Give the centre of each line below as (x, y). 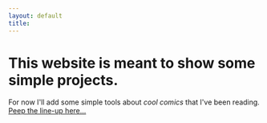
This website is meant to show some (132, 63)
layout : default (35, 16)
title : (19, 23)
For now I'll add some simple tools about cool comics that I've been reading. (134, 102)
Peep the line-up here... (47, 111)
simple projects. (63, 80)
